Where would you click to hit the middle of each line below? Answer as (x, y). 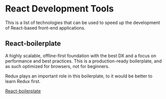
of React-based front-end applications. (45, 27)
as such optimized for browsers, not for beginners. (57, 66)
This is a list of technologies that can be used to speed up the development (83, 22)
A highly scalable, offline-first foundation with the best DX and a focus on (81, 55)
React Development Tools (59, 9)
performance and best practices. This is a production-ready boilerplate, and (83, 61)
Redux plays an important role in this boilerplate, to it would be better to (79, 76)
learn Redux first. (23, 81)
